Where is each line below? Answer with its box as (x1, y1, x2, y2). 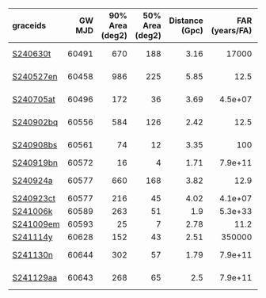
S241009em (12, 219, 60, 229)
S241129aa (12, 273, 58, 283)
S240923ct (12, 193, 55, 204)
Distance (169, 15, 203, 26)
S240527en (12, 71, 58, 82)
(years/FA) (211, 25, 253, 36)
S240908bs (12, 139, 58, 150)
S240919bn (12, 158, 58, 168)
